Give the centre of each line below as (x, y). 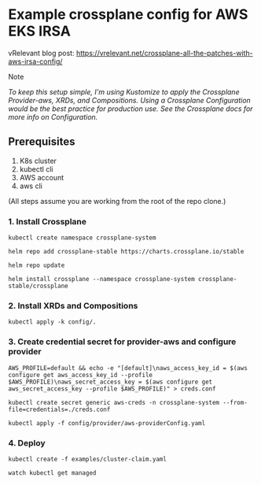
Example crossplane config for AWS (128, 15)
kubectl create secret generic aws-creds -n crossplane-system (114, 402)
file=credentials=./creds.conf (59, 409)
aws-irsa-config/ (35, 61)
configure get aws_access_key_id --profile (81, 375)
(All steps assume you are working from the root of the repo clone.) (117, 201)
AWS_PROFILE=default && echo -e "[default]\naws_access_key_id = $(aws (128, 368)
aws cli (31, 186)
